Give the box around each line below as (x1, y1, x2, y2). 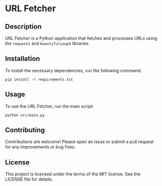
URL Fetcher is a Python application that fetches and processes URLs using (5, 35, 158, 41)
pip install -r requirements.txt (5, 77, 73, 82)
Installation (5, 55, 40, 63)
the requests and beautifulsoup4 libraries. (5, 41, 90, 46)
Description (5, 22, 42, 31)
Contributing (5, 126, 45, 134)
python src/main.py (5, 113, 45, 118)
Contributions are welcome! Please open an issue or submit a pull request (5, 139, 154, 145)
